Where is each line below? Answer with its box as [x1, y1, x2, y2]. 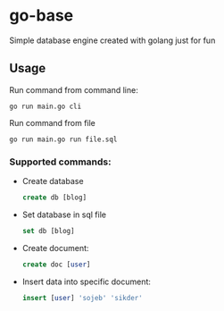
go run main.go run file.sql [9, 135, 118, 144]
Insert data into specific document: [21, 276, 152, 287]
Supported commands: [9, 155, 112, 168]
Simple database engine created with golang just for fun [9, 35, 216, 46]
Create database [21, 176, 84, 187]
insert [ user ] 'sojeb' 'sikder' [21, 293, 143, 302]
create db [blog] [21, 193, 87, 202]
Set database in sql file [21, 209, 107, 220]
